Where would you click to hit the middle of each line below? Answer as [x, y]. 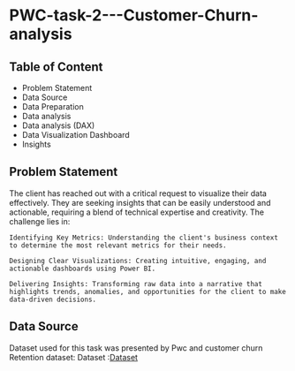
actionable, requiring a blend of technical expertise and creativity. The [137, 212]
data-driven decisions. [53, 299]
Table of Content [56, 67]
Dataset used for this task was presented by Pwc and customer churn [136, 348]
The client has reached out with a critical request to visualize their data [138, 193]
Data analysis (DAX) [58, 125]
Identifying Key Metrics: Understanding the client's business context [144, 238]
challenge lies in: [40, 221]
